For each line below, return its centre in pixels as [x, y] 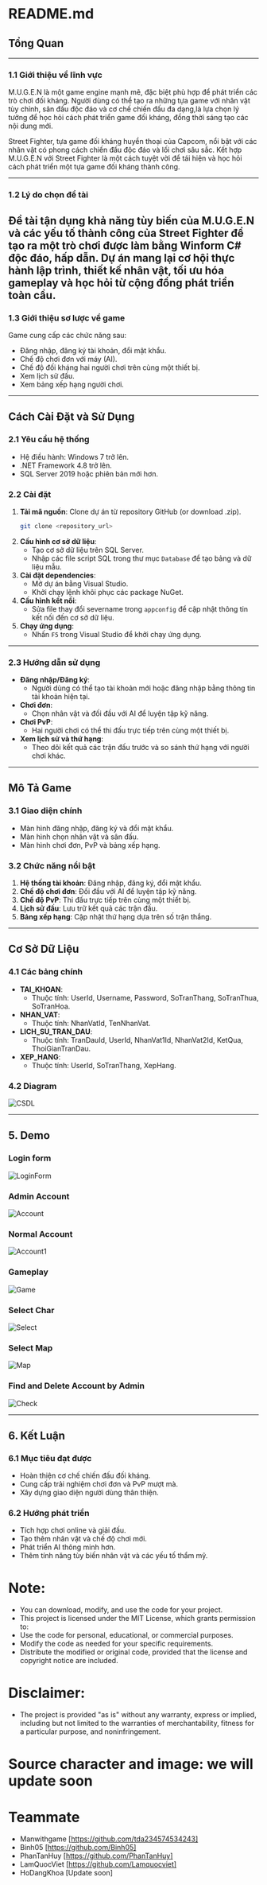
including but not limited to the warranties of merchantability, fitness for [137, 1724]
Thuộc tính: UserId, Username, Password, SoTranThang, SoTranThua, [145, 997]
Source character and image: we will [131, 1764]
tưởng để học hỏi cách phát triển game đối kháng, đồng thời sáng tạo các [128, 118]
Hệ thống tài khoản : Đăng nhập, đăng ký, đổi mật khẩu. [111, 883]
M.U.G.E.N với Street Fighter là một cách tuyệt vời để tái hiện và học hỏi [125, 158]
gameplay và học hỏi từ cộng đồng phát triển [121, 283]
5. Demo [29, 1135]
